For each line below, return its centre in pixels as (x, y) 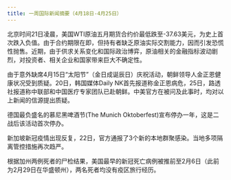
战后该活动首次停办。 (37, 123)
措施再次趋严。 (46, 146)
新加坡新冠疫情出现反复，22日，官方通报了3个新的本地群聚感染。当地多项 (112, 137)
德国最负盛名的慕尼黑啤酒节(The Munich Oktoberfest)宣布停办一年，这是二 (113, 115)
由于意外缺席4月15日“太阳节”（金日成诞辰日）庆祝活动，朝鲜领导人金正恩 (111, 74)
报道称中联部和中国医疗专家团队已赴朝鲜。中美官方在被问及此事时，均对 (115, 91)
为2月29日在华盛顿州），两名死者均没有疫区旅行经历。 (84, 170)
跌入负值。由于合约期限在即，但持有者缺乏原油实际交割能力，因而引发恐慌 (118, 43)
